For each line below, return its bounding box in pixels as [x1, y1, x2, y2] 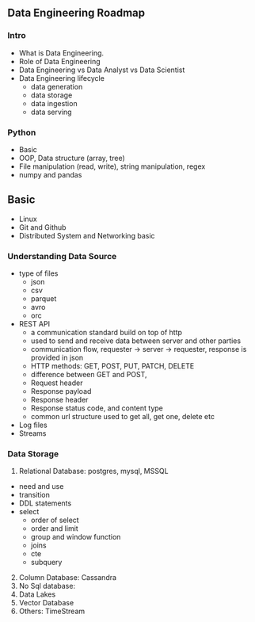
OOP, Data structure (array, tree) [18, 153, 125, 162]
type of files [18, 269, 59, 278]
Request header [30, 378, 83, 387]
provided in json [30, 353, 84, 363]
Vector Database [18, 598, 74, 608]
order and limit [30, 524, 78, 533]
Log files [18, 420, 48, 430]
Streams [18, 429, 47, 438]
